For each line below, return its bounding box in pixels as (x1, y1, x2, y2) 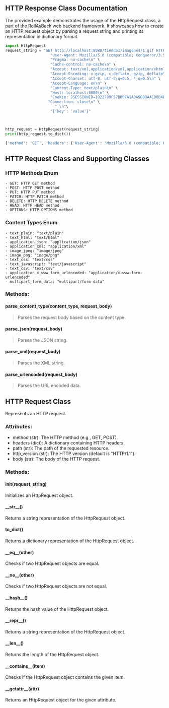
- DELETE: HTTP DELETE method (5, 199, 69, 204)
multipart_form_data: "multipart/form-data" (10, 279, 105, 284)
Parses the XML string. (17, 360, 65, 366)
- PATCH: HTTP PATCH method (5, 194, 64, 200)
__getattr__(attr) (5, 685, 39, 692)
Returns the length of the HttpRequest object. (5, 651, 100, 657)
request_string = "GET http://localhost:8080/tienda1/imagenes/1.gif (5, 48, 154, 53)
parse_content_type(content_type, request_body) (5, 303, 112, 309)
